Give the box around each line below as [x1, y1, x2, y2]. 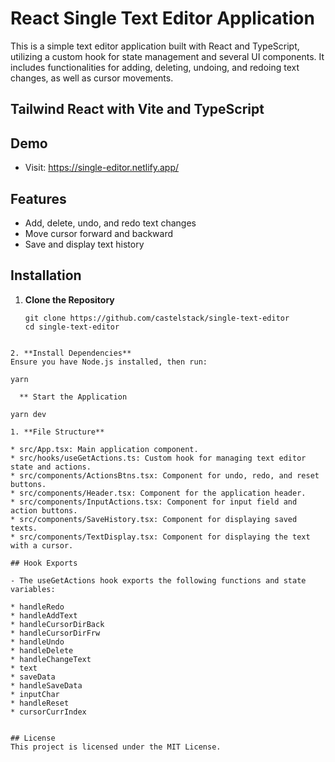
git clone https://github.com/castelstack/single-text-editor [24, 313, 290, 323]
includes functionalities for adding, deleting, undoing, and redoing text [10, 61, 300, 73]
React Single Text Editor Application [10, 7, 315, 30]
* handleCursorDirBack [10, 619, 105, 629]
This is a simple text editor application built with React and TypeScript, [10, 40, 300, 52]
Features [10, 190, 67, 207]
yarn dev [10, 409, 47, 419]
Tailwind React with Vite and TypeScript [10, 101, 265, 118]
